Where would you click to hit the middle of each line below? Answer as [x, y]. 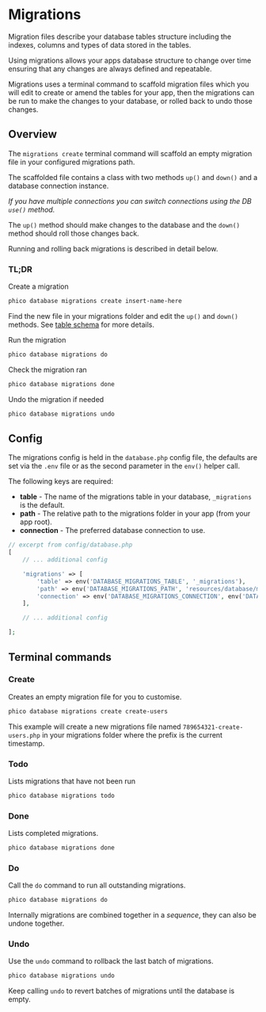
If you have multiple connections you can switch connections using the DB [130, 201]
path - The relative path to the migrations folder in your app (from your [135, 514]
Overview [33, 134]
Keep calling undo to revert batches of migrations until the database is [122, 991]
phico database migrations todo [61, 795]
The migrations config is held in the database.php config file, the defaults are [133, 458]
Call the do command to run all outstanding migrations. [97, 885]
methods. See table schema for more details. [81, 324]
